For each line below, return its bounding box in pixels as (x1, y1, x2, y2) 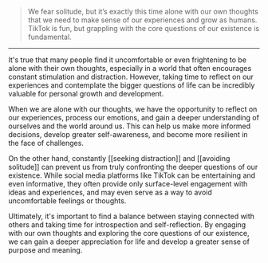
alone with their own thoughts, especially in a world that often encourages (8, 64, 252, 73)
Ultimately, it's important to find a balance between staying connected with (8, 211, 255, 221)
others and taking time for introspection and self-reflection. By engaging (8, 220, 246, 230)
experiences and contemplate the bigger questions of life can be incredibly (8, 80, 255, 90)
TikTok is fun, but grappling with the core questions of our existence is (27, 24, 260, 33)
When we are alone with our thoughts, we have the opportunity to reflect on (8, 104, 258, 114)
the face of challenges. (8, 139, 84, 147)
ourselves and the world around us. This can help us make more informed (8, 121, 251, 131)
